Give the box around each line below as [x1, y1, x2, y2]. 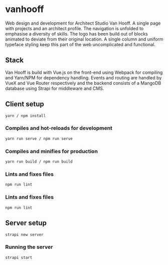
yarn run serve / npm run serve [5, 136, 73, 141]
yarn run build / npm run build [5, 159, 73, 164]
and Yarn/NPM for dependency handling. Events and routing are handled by [5, 74, 162, 81]
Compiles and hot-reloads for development [5, 124, 113, 131]
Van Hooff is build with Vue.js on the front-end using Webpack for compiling [5, 69, 163, 75]
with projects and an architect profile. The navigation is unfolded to [5, 25, 144, 31]
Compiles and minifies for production [5, 148, 98, 155]
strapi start [5, 255, 33, 260]
